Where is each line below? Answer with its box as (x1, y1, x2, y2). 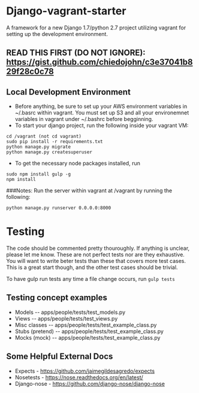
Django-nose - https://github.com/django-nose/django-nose (14, 380, 165, 387)
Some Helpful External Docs (6, 352, 113, 362)
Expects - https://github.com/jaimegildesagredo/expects (14, 367, 155, 374)
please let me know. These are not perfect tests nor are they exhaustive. (6, 251, 185, 258)
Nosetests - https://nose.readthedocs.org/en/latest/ (14, 373, 144, 381)
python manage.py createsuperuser (6, 149, 93, 155)
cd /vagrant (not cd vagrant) (6, 134, 82, 140)
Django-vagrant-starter (6, 4, 126, 18)
